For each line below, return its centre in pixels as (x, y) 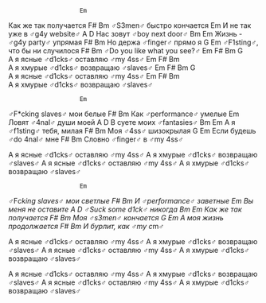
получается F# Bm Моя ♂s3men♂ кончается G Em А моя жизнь (116, 218)
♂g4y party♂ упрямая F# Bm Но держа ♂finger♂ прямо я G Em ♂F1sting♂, (133, 42)
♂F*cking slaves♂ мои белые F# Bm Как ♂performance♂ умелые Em (124, 114)
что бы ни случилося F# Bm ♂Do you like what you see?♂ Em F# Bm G (125, 50)
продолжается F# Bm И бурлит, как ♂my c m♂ (86, 226)
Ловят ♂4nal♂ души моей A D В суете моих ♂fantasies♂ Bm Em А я (122, 122)
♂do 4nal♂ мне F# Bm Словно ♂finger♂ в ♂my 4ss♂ (96, 139)
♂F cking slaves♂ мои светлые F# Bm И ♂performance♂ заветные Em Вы (131, 201)
